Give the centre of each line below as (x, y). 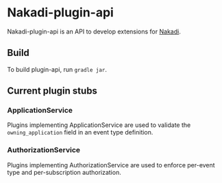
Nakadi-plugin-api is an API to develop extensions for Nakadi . (94, 31)
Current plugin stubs (52, 91)
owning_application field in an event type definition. (80, 132)
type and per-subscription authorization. (64, 172)
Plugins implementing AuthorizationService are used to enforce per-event (111, 165)
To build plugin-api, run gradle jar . (57, 69)
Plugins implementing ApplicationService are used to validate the (99, 125)
